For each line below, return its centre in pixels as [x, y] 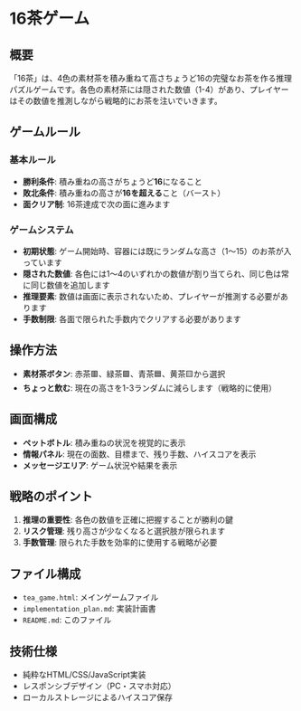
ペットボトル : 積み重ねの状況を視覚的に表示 [104, 442]
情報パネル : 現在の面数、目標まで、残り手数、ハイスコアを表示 [139, 454]
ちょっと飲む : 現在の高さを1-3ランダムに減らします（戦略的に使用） [150, 388]
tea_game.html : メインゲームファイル [90, 597]
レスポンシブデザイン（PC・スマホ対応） [99, 686]
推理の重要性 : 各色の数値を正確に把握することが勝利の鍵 [127, 520]
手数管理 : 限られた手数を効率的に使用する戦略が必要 [120, 543]
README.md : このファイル [67, 620]
